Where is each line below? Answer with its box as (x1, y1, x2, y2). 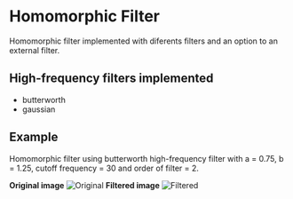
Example (9, 130, 59, 145)
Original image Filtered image (9, 179, 160, 190)
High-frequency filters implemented (9, 71, 214, 86)
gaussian (21, 104, 56, 115)
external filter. (9, 44, 60, 55)
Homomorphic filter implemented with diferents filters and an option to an (9, 36, 278, 46)
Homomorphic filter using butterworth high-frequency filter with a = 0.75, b (9, 153, 284, 163)
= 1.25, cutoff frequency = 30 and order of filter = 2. (9, 163, 200, 173)
